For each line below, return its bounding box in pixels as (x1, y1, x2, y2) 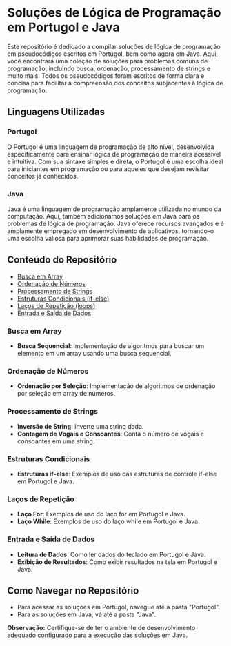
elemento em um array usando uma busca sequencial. (17, 350, 172, 358)
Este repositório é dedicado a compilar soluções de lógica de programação (7, 42, 221, 50)
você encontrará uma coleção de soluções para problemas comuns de (7, 57, 208, 65)
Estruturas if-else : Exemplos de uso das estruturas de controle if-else (17, 470, 217, 478)
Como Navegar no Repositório (7, 585, 139, 596)
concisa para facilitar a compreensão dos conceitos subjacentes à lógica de (7, 79, 223, 87)
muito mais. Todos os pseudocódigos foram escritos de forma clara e (7, 71, 205, 80)
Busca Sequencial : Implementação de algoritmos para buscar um (17, 342, 205, 350)
